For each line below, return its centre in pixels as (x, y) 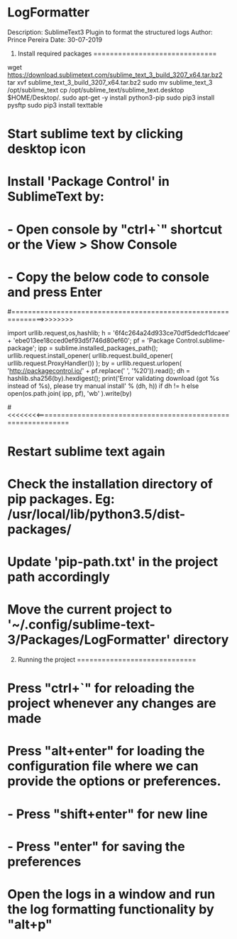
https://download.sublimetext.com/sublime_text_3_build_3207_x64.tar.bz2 (115, 75)
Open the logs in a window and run (111, 894)
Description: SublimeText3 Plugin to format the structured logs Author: (110, 32)
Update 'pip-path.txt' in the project (113, 562)
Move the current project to (90, 610)
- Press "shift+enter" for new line (108, 814)
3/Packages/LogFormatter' (89, 640)
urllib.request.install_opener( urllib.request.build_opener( (90, 356)
